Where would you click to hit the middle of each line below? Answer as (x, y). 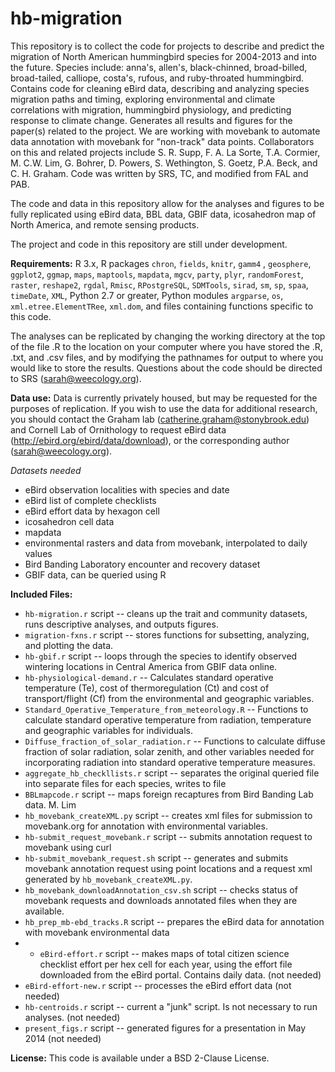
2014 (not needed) (63, 1038)
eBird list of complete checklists (90, 500)
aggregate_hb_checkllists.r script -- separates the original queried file (172, 773)
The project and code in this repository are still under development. (149, 244)
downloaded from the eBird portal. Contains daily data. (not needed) (180, 974)
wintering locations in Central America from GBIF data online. (151, 666)
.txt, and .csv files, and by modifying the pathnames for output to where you (167, 357)
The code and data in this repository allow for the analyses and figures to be (167, 203)
